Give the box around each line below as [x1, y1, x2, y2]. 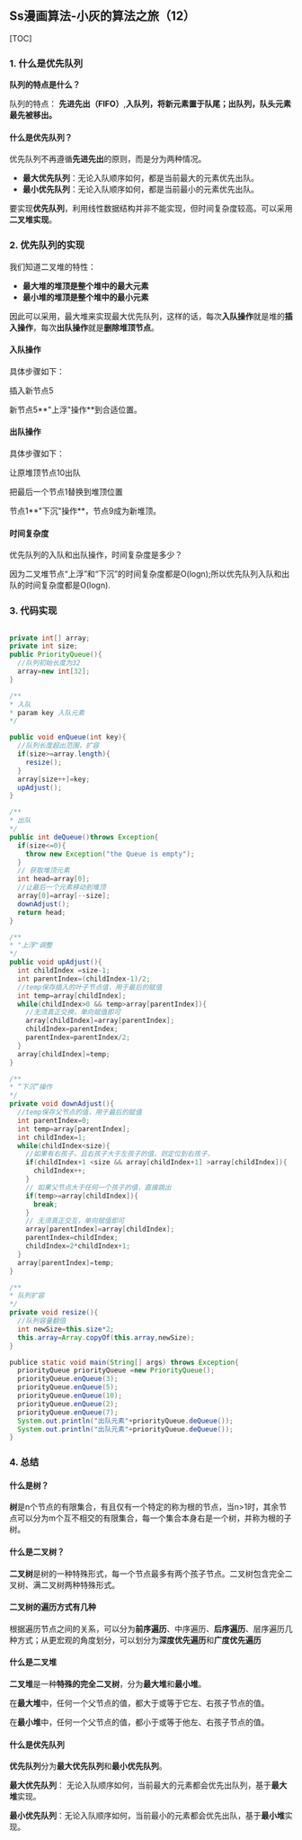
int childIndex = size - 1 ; [17, 966, 111, 975]
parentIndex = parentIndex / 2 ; [25, 1033, 130, 1042]
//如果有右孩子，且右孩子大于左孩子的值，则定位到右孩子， [25, 1150, 215, 1159]
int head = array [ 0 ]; [17, 875, 91, 884]
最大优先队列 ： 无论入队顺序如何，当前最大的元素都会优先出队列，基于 [9, 1780, 271, 1791]
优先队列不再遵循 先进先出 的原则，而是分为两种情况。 [9, 154, 207, 165]
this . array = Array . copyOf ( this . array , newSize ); [17, 1333, 195, 1342]
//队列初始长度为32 [17, 659, 81, 668]
